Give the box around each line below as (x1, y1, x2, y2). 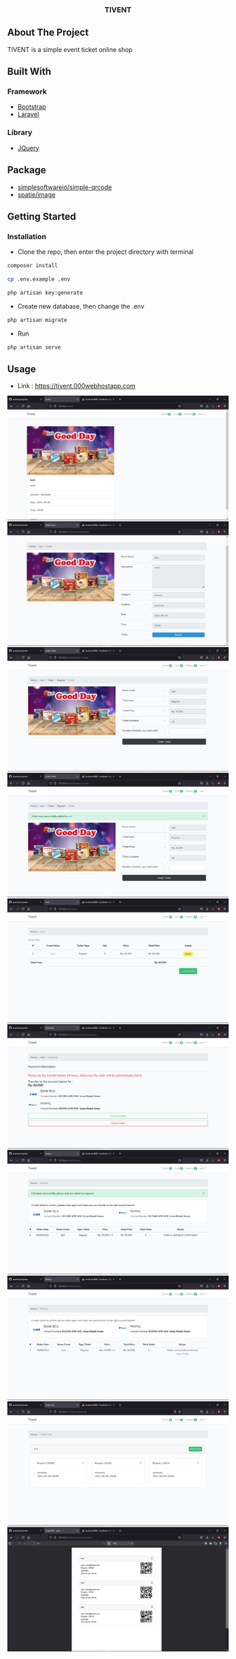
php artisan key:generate (7, 289, 83, 296)
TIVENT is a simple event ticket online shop (7, 45, 133, 53)
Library (7, 128, 33, 138)
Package (7, 164, 47, 177)
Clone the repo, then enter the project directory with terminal (17, 248, 194, 256)
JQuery (17, 143, 40, 152)
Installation (7, 231, 47, 241)
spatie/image (17, 190, 56, 198)
